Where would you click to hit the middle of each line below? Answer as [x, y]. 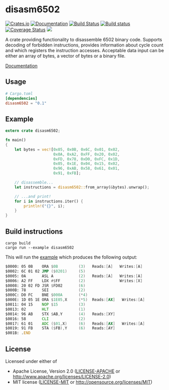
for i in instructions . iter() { [49, 201]
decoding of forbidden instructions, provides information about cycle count [84, 45]
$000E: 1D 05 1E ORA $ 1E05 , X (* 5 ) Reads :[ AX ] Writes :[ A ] [75, 300]
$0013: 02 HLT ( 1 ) [45, 309]
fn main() [16, 140]
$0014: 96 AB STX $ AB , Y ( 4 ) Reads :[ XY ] [60, 314]
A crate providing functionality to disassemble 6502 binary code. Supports [84, 39]
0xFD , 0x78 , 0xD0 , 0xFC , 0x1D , [87, 159]
